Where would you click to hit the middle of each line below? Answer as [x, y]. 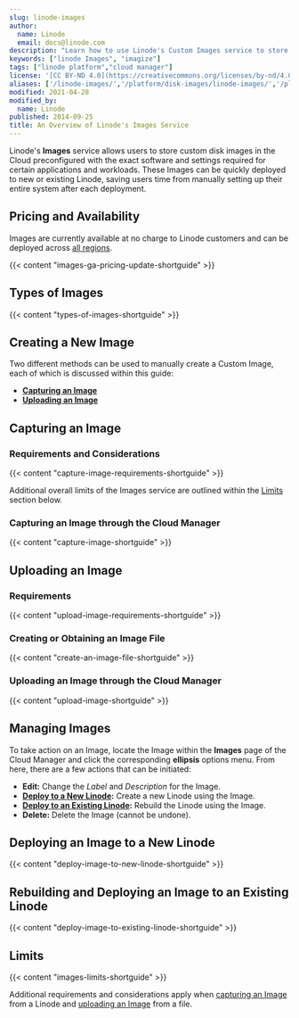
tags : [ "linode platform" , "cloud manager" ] [91, 68]
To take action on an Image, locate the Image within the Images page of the [148, 749]
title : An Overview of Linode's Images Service [99, 126]
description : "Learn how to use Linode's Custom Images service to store [149, 51]
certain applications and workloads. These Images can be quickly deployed [148, 170]
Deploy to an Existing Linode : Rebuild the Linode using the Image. [144, 805]
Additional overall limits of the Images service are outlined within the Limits [146, 491]
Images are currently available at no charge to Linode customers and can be [149, 238]
